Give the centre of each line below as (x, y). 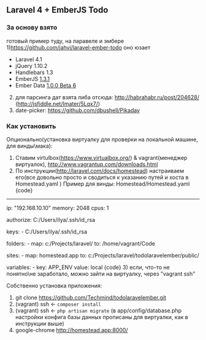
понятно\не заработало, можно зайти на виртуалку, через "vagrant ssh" (101, 274)
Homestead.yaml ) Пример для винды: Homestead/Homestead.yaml (102, 184)
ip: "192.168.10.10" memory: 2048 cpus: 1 (58, 208)
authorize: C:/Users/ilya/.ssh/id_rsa (51, 219)
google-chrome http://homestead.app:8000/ (71, 330)
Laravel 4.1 (29, 59)
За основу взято (32, 28)
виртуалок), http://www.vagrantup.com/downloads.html (86, 164)
